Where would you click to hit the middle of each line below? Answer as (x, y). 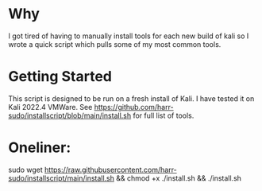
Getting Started (60, 77)
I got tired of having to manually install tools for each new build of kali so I (129, 36)
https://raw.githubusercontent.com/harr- (111, 170)
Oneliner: (40, 148)
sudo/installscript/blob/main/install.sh (70, 115)
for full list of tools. (164, 115)
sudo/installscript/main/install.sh (62, 178)
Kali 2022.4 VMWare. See (50, 107)
